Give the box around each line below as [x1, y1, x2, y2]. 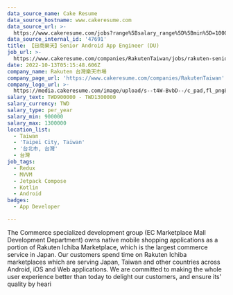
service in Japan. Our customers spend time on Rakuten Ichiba [7, 250, 187, 258]
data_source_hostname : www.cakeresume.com [7, 17, 132, 24]
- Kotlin [13, 184, 39, 191]
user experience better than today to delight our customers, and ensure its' [7, 272, 222, 280]
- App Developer [13, 204, 60, 211]
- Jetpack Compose [13, 177, 67, 184]
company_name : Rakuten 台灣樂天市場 [7, 68, 107, 75]
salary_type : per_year [7, 107, 73, 114]
